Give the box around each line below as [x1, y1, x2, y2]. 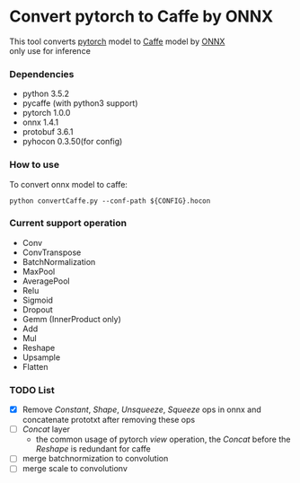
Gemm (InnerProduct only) [22, 313, 121, 324]
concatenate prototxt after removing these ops [22, 415, 196, 426]
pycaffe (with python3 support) [22, 98, 138, 109]
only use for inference [9, 45, 92, 56]
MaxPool [22, 266, 56, 277]
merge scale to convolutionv [22, 463, 128, 474]
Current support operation [9, 217, 128, 230]
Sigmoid [22, 294, 54, 305]
